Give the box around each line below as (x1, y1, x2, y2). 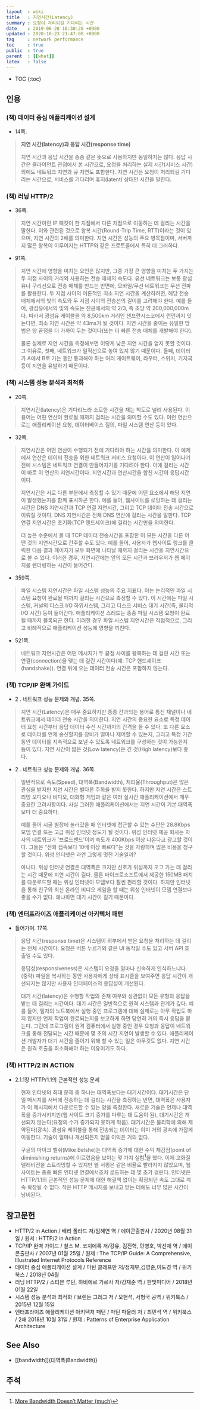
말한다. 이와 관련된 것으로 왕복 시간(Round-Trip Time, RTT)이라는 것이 (20, 227, 186, 234)
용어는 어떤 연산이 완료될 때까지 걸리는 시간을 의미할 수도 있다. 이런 (20, 413, 177, 421)
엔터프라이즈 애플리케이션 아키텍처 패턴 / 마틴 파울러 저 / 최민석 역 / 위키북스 (14, 1308, 192, 1316)
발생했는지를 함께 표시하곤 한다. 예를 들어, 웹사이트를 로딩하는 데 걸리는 (27, 496, 192, 504)
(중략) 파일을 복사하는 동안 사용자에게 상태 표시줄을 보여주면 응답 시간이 (20, 972, 187, 980)
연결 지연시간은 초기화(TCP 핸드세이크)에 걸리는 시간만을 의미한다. (20, 519, 176, 526)
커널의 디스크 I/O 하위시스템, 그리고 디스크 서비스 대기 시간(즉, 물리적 (33, 602, 193, 609)
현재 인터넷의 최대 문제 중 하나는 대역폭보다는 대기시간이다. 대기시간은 (20, 1089, 183, 1096)
